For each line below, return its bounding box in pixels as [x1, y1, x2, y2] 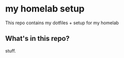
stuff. [5, 47, 16, 53]
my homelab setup [5, 3, 85, 15]
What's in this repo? [5, 34, 70, 43]
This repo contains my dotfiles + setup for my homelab [5, 20, 119, 26]
